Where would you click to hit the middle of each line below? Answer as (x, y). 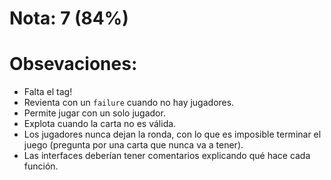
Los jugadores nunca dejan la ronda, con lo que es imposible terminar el (172, 134)
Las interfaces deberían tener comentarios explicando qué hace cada (167, 156)
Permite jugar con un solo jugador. (94, 113)
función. (41, 166)
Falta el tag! (48, 92)
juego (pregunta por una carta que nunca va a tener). (133, 145)
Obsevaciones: (73, 64)
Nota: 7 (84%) (69, 18)
